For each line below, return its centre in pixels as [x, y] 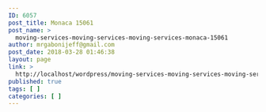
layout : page [30, 60]
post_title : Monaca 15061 [51, 23]
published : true [35, 81]
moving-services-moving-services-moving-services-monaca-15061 [122, 37]
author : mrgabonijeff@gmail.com [61, 45]
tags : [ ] [25, 89]
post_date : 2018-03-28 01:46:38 [61, 52]
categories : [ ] [35, 96]
